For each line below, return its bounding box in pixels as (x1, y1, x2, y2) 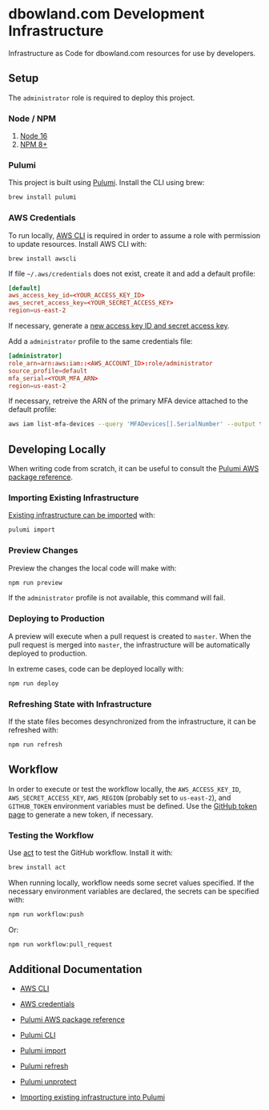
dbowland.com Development (8, 5, 205, 23)
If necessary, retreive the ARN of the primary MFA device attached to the (8, 396, 249, 406)
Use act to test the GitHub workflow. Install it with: (8, 847, 174, 858)
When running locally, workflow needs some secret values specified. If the (8, 878, 255, 887)
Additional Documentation (8, 963, 143, 976)
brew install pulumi (8, 193, 78, 201)
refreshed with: (8, 725, 58, 734)
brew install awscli (8, 254, 78, 263)
